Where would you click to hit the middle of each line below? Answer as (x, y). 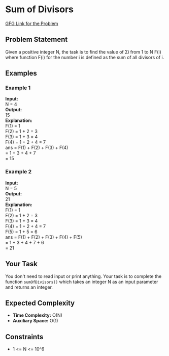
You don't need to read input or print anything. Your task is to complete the (83, 276)
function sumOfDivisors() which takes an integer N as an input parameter (82, 282)
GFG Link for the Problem (32, 23)
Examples (21, 73)
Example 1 (18, 88)
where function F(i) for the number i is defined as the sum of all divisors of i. (85, 57)
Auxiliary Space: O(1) (35, 321)
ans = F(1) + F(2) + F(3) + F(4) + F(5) (44, 237)
